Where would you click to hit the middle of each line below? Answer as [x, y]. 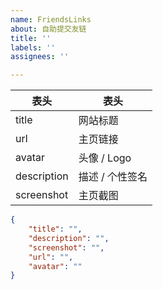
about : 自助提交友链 [48, 29]
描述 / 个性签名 [113, 177]
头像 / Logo [105, 158]
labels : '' [33, 47]
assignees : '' [40, 57]
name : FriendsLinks [51, 19]
